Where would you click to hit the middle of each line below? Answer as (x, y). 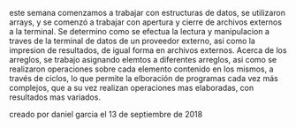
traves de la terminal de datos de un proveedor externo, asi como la (133, 41)
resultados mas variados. (55, 97)
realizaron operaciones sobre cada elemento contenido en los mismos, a (141, 69)
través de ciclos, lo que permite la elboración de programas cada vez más (144, 78)
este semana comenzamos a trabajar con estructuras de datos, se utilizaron (147, 13)
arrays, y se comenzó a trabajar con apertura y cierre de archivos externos (146, 22)
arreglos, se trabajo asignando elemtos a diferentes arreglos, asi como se (143, 60)
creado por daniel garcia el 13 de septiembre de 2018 (106, 114)
